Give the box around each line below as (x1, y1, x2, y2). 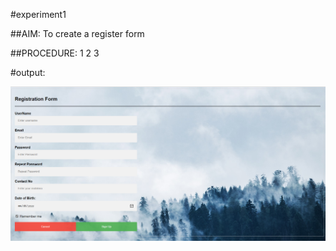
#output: (10, 67, 46, 78)
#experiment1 (10, 9, 67, 20)
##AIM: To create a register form (10, 28, 145, 39)
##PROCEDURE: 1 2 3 (10, 47, 100, 59)
